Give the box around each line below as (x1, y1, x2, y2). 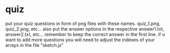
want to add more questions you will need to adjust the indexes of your (5, 37, 155, 43)
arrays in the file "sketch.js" (5, 42, 64, 48)
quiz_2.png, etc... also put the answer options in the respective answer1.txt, (5, 25, 164, 32)
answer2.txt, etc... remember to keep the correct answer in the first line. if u (5, 31, 165, 37)
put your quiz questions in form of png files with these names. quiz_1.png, (5, 20, 161, 26)
